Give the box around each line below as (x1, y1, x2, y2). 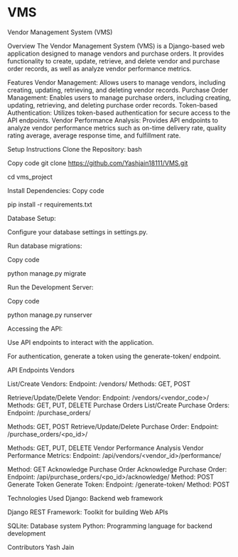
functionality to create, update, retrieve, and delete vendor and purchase (7, 56, 220, 65)
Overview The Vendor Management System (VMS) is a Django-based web (7, 41, 225, 50)
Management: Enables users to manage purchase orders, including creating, (7, 93, 232, 102)
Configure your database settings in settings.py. (7, 227, 148, 236)
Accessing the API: (7, 324, 63, 333)
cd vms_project (7, 172, 53, 181)
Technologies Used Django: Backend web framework (7, 494, 163, 502)
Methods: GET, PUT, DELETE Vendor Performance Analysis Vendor (7, 443, 204, 452)
